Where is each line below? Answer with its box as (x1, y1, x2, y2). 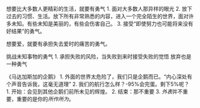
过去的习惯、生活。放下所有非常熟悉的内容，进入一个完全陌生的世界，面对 (6, 13, 189, 20)
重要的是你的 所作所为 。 (16, 95, 74, 103)
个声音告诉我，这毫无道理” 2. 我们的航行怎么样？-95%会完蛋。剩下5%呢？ (6, 81, 189, 88)
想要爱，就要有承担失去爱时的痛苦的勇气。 (6, 41, 111, 47)
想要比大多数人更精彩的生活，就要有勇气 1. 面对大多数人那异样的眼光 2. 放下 (6, 5, 193, 12)
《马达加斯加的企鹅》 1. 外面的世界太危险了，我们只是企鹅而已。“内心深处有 (6, 73, 192, 80)
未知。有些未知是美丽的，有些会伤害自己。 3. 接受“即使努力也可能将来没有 (11, 20, 193, 27)
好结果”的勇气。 (6, 27, 46, 35)
